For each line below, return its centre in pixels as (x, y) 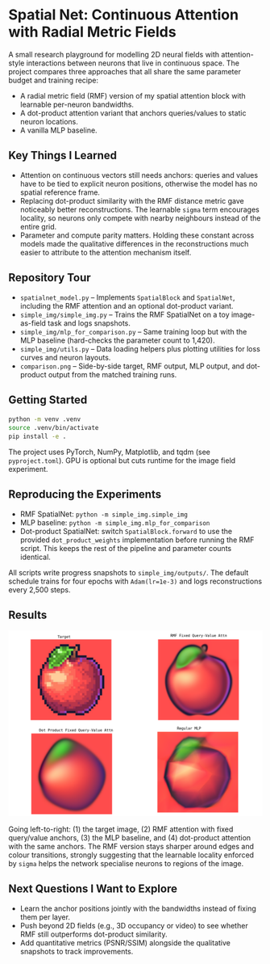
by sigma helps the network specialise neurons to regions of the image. (126, 863)
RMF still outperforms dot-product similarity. (93, 934)
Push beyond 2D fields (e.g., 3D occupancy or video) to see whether (134, 925)
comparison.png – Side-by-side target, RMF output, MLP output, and (132, 366)
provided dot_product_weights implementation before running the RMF (137, 540)
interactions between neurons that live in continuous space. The (133, 63)
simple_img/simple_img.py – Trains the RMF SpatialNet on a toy (125, 314)
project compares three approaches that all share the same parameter (125, 71)
